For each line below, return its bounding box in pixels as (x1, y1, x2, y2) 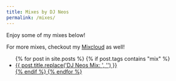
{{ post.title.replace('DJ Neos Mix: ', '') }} (15, 62, 117, 69)
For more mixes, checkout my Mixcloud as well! (6, 43, 125, 51)
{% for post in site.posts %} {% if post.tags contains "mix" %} (15, 55, 171, 62)
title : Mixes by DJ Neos (6, 9, 69, 15)
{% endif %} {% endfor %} (15, 68, 83, 75)
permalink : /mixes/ (6, 15, 56, 21)
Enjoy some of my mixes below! (6, 31, 86, 38)
